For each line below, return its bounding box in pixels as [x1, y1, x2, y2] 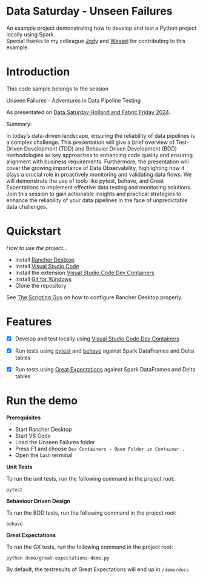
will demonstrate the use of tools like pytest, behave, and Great [6, 177, 164, 185]
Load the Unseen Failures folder [15, 438, 96, 445]
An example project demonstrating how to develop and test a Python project [6, 24, 197, 32]
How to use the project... [6, 244, 68, 251]
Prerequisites [6, 414, 41, 421]
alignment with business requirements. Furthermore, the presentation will [6, 158, 189, 165]
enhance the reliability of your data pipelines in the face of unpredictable [6, 196, 188, 204]
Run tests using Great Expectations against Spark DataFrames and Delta [15, 365, 196, 373]
